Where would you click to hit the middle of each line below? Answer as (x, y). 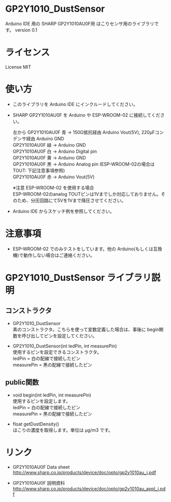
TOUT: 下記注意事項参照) (39, 170)
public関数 (22, 382)
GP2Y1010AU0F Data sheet (41, 467)
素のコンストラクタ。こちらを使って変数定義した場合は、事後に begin (86, 329)
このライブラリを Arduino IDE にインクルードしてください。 (75, 104)
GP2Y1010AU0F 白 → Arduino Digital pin (55, 151)
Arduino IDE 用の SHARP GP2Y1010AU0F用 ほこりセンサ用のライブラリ (80, 23)
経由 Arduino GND (45, 139)
